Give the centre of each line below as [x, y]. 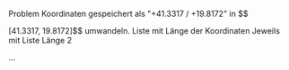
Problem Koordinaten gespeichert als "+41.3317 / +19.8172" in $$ [128, 14]
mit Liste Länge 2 [40, 40]
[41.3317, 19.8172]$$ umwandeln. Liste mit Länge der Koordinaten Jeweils [144, 31]
